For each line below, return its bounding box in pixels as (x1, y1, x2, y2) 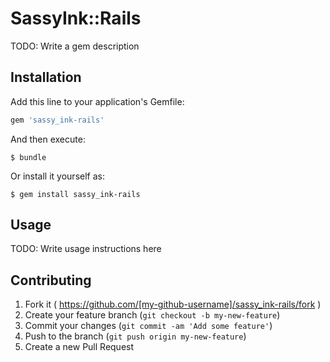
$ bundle (10, 152, 47, 162)
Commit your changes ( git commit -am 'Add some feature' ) (24, 320, 273, 332)
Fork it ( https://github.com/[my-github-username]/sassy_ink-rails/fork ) (24, 298, 322, 311)
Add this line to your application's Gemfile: (10, 95, 185, 107)
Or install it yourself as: (10, 170, 105, 182)
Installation (10, 69, 82, 86)
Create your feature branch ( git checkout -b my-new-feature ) (24, 309, 281, 321)
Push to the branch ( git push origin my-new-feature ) (24, 330, 247, 342)
